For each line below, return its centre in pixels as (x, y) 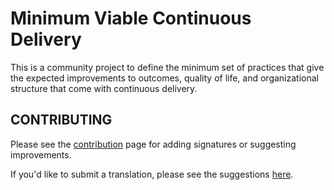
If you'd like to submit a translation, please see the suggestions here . (152, 174)
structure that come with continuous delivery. (104, 88)
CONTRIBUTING (61, 120)
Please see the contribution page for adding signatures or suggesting (153, 144)
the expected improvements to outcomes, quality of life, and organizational (164, 78)
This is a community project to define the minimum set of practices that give (167, 67)
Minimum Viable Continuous (131, 18)
